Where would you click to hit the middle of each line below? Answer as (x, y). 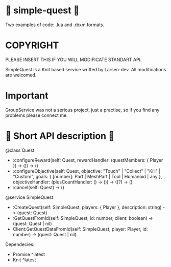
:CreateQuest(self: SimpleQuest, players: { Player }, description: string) (87, 207)
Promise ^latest (29, 254)
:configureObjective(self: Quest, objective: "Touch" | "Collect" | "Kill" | (87, 171)
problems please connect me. (36, 115)
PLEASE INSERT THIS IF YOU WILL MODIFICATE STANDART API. (74, 59)
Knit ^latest (24, 260)
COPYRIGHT (32, 45)
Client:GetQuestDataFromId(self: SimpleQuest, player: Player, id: (80, 229)
